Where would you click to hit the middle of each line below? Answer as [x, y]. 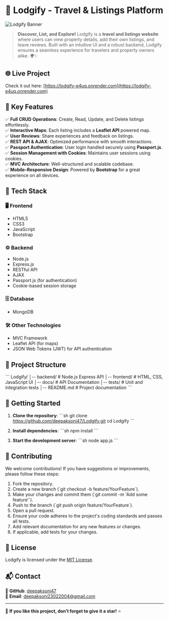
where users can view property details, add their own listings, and [86, 39]
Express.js [23, 264]
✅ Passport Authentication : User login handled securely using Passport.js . [84, 147]
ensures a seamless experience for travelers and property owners [86, 50]
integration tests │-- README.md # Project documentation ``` [69, 387]
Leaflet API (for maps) [35, 344]
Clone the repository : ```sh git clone [50, 415]
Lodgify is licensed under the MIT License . [50, 560]
